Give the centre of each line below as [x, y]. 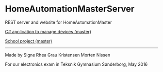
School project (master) [29, 41]
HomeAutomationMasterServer [70, 9]
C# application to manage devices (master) [48, 31]
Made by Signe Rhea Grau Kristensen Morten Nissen [58, 55]
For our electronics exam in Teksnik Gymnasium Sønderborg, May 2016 [76, 64]
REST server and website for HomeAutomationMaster [58, 22]
